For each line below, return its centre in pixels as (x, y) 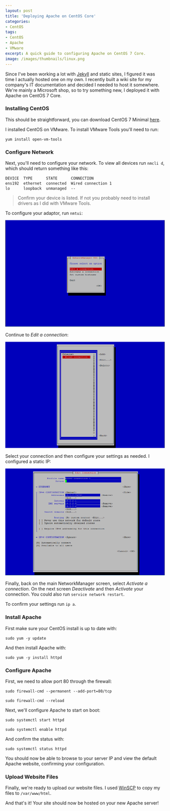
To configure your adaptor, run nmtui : (44, 213)
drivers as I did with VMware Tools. (54, 203)
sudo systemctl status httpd (36, 749)
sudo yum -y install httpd (34, 657)
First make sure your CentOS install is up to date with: (61, 628)
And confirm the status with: (35, 739)
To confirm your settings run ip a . (41, 604)
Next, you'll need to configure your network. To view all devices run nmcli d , (85, 163)
